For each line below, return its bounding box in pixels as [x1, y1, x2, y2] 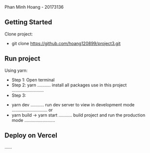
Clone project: [4, 31, 33, 37]
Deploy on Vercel [4, 131, 58, 140]
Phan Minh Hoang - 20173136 [4, 4, 64, 10]
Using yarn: [4, 68, 28, 73]
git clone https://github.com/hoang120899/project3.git [11, 40, 121, 46]
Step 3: [11, 92, 26, 98]
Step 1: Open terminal [11, 77, 55, 83]
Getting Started [4, 18, 52, 26]
